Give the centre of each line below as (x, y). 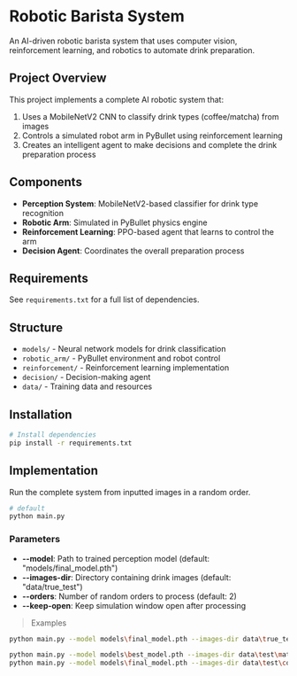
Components (46, 182)
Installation (41, 414)
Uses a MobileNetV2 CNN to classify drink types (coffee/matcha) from (150, 116)
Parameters (34, 540)
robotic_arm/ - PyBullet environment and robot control (121, 358)
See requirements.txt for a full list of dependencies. (105, 299)
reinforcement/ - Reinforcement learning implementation (126, 368)
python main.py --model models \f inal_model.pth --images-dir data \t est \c (148, 663)
